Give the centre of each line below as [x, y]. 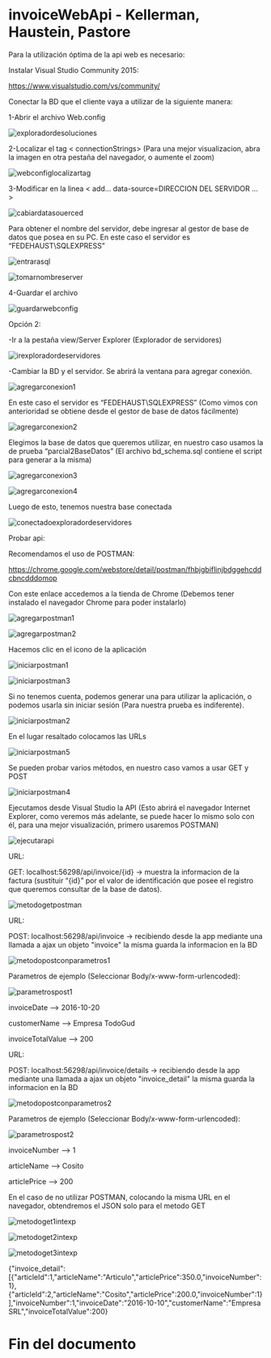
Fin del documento [72, 1344]
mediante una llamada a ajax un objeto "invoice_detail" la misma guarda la [131, 1079]
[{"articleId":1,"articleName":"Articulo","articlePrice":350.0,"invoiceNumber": [135, 1277]
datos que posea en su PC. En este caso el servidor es [100, 237]
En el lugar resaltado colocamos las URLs [78, 736]
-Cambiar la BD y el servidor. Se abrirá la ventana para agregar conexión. [130, 371]
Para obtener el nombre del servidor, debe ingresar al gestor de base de [129, 228]
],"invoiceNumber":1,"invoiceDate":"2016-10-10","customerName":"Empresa [135, 1303]
